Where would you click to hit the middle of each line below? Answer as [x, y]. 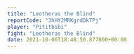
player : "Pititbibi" [38, 27]
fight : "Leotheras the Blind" [52, 33]
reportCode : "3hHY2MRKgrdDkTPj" [54, 20]
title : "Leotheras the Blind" [52, 14]
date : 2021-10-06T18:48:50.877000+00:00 [67, 40]
